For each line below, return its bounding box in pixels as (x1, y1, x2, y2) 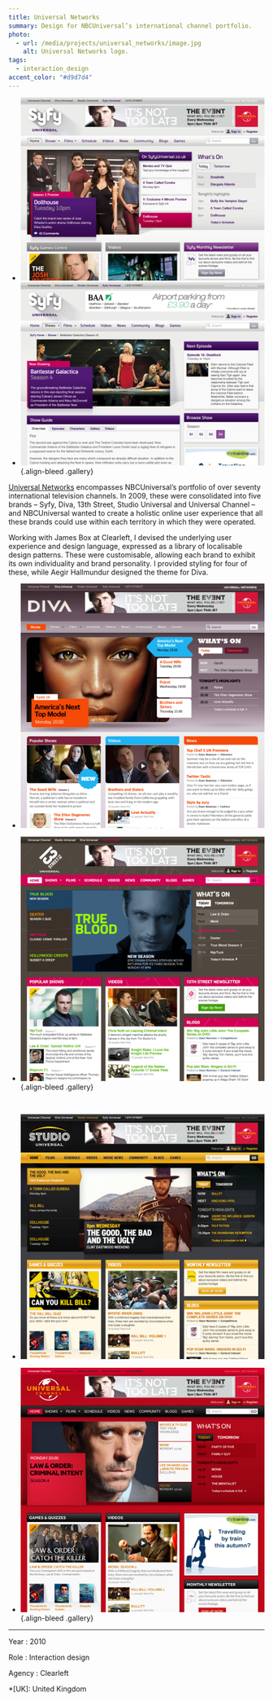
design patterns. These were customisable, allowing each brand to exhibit (8, 550, 256, 560)
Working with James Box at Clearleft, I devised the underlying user (8, 533, 232, 543)
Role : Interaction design (8, 1652, 90, 1662)
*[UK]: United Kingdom (8, 1683, 87, 1694)
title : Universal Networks (8, 13, 100, 21)
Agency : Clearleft (8, 1668, 69, 1678)
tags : (8, 56, 27, 64)
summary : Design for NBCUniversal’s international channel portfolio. (8, 21, 253, 30)
